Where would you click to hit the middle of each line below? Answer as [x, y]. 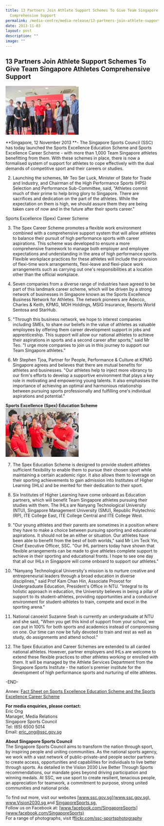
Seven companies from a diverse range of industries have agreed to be [84, 284]
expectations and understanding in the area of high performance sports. [85, 254]
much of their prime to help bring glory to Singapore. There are [76, 193]
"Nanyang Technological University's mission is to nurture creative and [84, 570]
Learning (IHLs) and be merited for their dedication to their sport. [78, 485]
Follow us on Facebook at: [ [33, 807]
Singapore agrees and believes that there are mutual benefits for [77, 365]
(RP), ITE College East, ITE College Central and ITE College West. [78, 515]
